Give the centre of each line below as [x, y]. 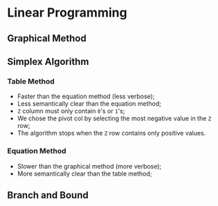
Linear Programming [67, 13]
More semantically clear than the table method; [84, 174]
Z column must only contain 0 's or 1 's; [71, 111]
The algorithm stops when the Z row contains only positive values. [111, 133]
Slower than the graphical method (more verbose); [89, 166]
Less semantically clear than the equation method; [89, 104]
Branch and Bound [48, 195]
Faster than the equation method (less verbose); [86, 96]
